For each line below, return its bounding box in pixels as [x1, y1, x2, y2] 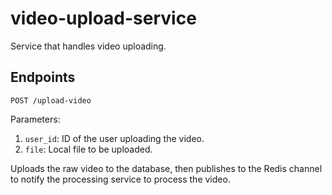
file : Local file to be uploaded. [24, 143, 153, 155]
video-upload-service [10, 7, 197, 30]
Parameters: [10, 113, 61, 125]
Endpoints [10, 69, 76, 86]
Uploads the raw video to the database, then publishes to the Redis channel [10, 162, 323, 174]
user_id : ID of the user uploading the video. [24, 132, 205, 144]
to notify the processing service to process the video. [10, 173, 231, 185]
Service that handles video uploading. [10, 40, 167, 52]
